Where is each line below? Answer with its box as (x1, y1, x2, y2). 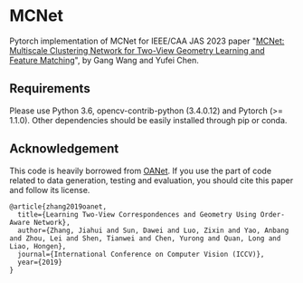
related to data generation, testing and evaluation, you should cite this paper (9, 174, 294, 186)
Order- (260, 210, 285, 219)
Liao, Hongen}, (9, 241, 67, 250)
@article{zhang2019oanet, (9, 201, 107, 211)
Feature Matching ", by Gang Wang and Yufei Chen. (9, 54, 199, 65)
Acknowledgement (9, 141, 119, 157)
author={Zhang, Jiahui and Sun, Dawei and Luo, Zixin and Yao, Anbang (17, 226, 289, 235)
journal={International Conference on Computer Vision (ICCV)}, (17, 249, 265, 259)
